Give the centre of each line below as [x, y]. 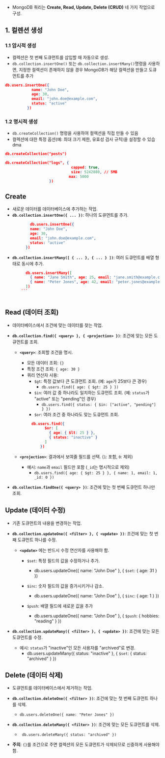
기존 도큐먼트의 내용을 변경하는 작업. [47, 523]
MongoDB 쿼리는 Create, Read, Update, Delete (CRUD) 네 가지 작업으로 [83, 7]
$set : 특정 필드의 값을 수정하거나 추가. [63, 560]
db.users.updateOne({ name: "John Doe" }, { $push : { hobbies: [97, 616]
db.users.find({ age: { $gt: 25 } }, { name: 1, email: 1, [96, 473]
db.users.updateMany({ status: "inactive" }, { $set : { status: [87, 653]
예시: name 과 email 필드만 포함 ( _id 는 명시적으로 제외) [78, 467]
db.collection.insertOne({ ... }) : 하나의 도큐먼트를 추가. [70, 215]
